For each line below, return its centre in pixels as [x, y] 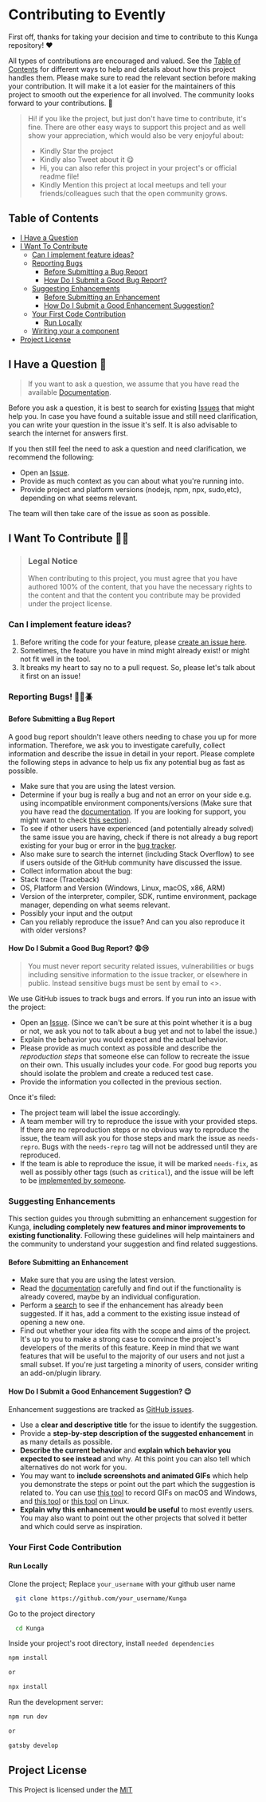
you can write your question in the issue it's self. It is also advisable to [123, 424]
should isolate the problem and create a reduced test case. [116, 1073]
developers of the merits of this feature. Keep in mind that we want [129, 1348]
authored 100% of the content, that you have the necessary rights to [140, 587]
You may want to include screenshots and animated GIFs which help [134, 1475]
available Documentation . [69, 392]
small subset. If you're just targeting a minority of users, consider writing [139, 1365]
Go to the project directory [52, 1614]
